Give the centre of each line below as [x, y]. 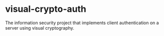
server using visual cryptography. [40, 28]
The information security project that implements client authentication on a [82, 23]
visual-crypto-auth [46, 9]
